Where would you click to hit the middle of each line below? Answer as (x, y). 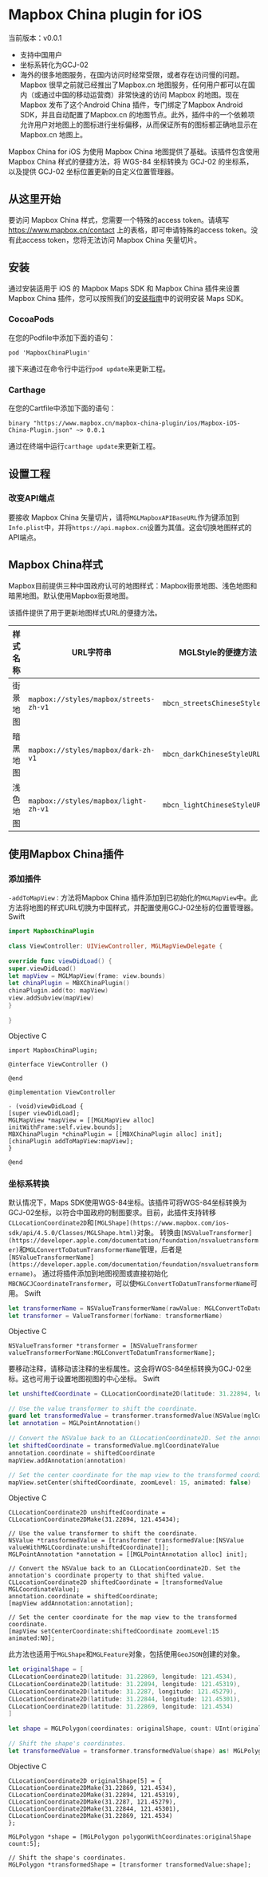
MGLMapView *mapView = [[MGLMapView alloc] (82, 1120)
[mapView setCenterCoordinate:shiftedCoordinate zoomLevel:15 (114, 1631)
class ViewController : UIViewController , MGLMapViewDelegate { (116, 946)
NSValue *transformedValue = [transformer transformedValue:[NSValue (126, 1541)
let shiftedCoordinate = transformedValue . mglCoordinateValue (114, 1445)
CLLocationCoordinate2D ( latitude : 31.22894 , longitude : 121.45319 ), (124, 1684)
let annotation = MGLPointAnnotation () (75, 1424)
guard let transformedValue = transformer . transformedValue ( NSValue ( (126, 1416)
